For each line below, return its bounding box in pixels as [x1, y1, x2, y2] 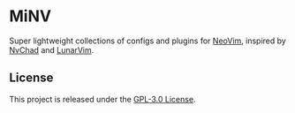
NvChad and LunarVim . [9, 44, 95, 55]
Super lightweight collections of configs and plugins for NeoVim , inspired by [9, 35, 287, 46]
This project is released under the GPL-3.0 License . [9, 94, 196, 104]
